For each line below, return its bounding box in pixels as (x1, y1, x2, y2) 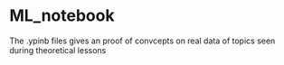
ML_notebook (9, 5, 115, 26)
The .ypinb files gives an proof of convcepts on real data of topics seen (9, 35, 276, 46)
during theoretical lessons (9, 44, 107, 55)
